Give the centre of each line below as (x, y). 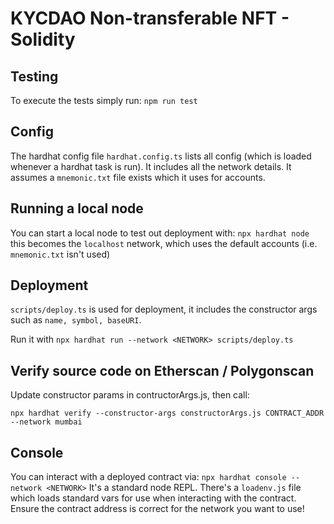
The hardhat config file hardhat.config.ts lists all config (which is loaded (161, 156)
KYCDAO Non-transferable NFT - (150, 18)
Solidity (43, 39)
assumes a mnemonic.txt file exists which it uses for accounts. (138, 177)
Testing (34, 76)
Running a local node (77, 208)
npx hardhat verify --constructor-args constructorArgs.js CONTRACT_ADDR (167, 413)
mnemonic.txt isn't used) (60, 254)
